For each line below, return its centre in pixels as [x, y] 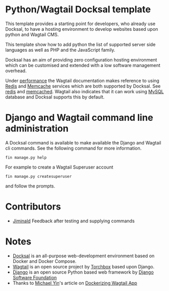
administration [37, 129]
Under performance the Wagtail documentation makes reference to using [82, 80]
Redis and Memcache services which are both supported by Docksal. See [83, 86]
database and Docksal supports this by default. [55, 97]
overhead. [16, 71]
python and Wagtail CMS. [32, 34]
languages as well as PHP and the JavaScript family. [61, 50]
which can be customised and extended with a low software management [83, 65]
